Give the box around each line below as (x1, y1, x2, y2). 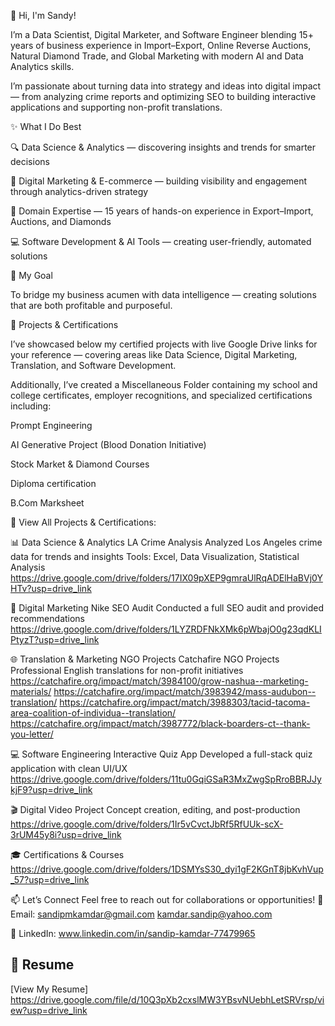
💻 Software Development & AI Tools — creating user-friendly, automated (10, 236, 312, 247)
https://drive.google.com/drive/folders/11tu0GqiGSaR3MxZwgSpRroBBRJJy (10, 773, 322, 785)
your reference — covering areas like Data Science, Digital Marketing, (10, 349, 298, 360)
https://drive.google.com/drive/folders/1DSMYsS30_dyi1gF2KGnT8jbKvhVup (10, 863, 324, 875)
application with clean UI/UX (10, 763, 128, 774)
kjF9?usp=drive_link (10, 784, 93, 795)
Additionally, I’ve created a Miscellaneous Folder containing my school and (10, 379, 318, 390)
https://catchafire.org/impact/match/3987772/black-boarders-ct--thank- (10, 718, 311, 729)
